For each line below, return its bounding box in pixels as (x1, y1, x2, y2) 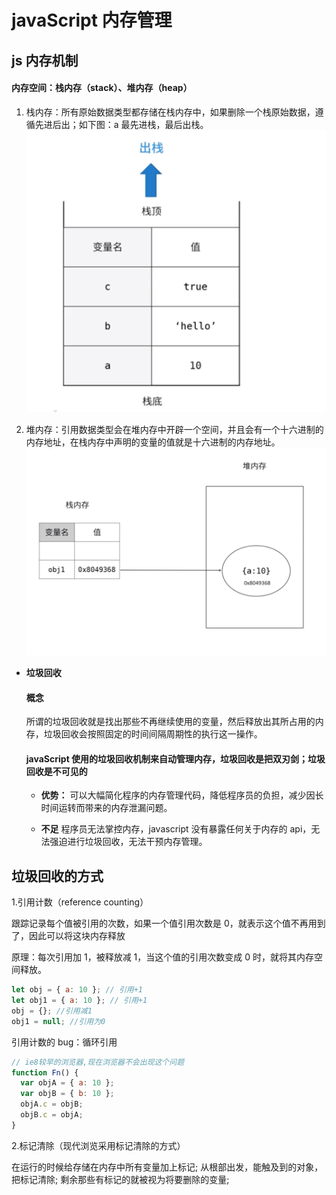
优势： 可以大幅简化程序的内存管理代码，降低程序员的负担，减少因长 (40, 789, 324, 801)
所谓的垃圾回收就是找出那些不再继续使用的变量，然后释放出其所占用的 (25, 716, 316, 728)
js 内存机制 (11, 52, 79, 69)
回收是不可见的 (25, 765, 88, 777)
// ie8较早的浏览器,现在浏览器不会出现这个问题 (11, 1057, 185, 1067)
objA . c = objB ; (20, 1099, 84, 1110)
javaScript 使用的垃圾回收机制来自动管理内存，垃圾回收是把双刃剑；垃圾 (25, 752, 326, 765)
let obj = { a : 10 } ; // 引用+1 (11, 985, 144, 995)
